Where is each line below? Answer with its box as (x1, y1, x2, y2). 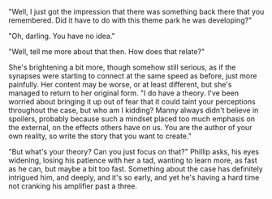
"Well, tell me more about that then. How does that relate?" (8, 47, 205, 56)
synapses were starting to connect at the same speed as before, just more (8, 71, 257, 80)
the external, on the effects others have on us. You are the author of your (8, 123, 253, 132)
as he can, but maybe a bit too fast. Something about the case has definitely (8, 164, 264, 173)
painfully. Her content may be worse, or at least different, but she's (8, 80, 232, 89)
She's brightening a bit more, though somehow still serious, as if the (8, 62, 236, 72)
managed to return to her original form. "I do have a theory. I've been (8, 88, 240, 98)
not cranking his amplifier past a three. (8, 181, 138, 191)
